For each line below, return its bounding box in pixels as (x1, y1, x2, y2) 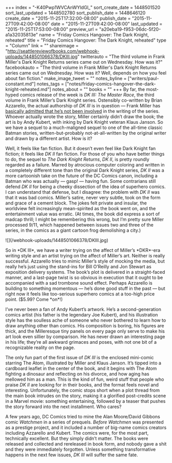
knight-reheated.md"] (5, 86, 51, 92)
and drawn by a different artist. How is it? (5, 136, 92, 141)
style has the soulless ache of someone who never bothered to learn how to (5, 317, 166, 323)
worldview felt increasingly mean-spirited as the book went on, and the (5, 206, 156, 211)
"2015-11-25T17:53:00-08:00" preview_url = (5, 26, 99, 32)
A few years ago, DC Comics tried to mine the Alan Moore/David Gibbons (5, 414, 160, 419)
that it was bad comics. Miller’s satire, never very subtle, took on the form (5, 195, 161, 200)
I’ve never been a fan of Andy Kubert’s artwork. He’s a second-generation (5, 306, 162, 312)
